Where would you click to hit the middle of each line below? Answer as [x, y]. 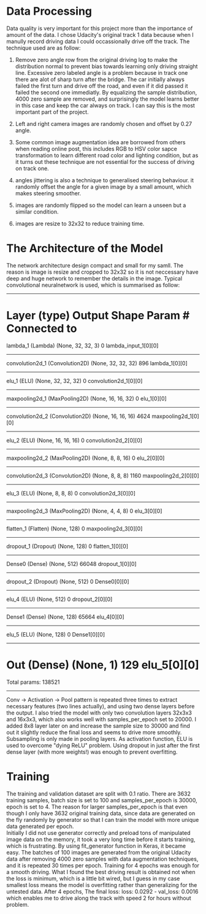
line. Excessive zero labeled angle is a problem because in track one [101, 72]
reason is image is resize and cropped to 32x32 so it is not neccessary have [102, 272]
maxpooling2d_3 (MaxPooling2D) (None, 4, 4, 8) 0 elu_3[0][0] [84, 511]
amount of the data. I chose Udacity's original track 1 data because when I [100, 34]
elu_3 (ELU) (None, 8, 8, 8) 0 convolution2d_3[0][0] [71, 493]
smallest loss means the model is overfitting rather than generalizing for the [102, 885]
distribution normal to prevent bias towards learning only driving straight [106, 66]
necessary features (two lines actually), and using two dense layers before [101, 706]
